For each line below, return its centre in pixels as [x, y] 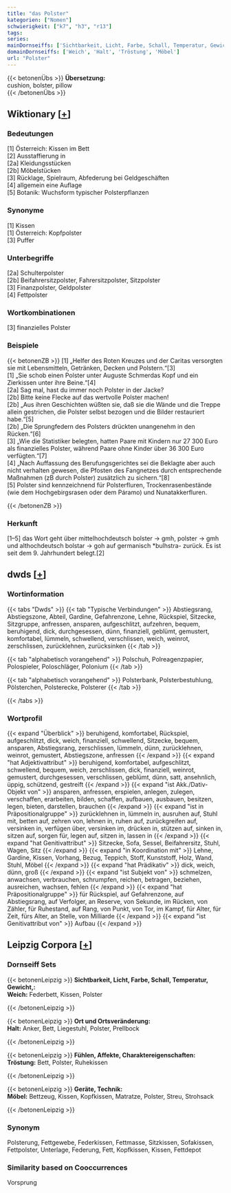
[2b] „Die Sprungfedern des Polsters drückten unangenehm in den [101, 426]
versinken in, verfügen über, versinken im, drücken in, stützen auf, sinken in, [115, 828]
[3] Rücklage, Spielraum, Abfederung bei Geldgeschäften [88, 178]
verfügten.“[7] [27, 456]
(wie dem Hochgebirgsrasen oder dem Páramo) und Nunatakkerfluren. [107, 492]
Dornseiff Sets [32, 964]
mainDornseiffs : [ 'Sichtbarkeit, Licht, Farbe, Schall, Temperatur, [107, 45]
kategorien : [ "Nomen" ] [40, 20]
